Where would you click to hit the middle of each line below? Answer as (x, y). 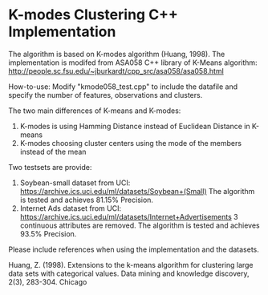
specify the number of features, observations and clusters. (106, 95)
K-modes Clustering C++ (93, 15)
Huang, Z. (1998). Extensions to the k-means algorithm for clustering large (131, 265)
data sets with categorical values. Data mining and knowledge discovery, (129, 273)
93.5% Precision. (48, 233)
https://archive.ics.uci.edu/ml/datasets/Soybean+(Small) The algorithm (137, 191)
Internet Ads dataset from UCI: (71, 208)
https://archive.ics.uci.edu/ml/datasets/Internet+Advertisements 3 (129, 216)
